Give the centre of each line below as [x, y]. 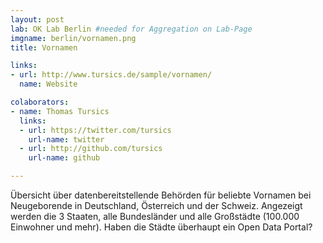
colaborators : [40, 102]
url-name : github [64, 158]
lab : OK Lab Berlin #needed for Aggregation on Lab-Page [131, 29]
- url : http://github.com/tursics [91, 149]
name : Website [48, 84]
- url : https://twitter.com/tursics [95, 130]
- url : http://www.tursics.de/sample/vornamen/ [111, 75]
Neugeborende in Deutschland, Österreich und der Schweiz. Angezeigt [156, 205]
